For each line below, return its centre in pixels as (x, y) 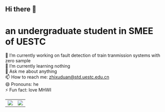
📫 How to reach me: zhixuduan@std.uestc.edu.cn (57, 77)
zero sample (18, 61)
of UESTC (26, 41)
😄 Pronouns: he (22, 84)
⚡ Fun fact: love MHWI (28, 90)
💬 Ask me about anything (31, 71)
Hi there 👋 (21, 9)
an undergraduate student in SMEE (79, 31)
